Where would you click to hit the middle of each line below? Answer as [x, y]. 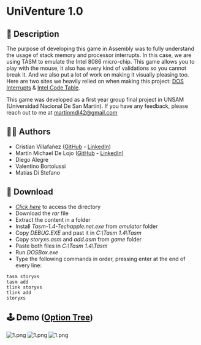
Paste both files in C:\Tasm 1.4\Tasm [61, 246]
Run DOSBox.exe [37, 252]
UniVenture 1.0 [45, 11]
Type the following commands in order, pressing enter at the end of [100, 259]
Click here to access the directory [58, 207]
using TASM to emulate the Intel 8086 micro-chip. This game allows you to [100, 62]
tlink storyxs [25, 287]
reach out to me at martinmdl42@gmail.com [62, 112]
